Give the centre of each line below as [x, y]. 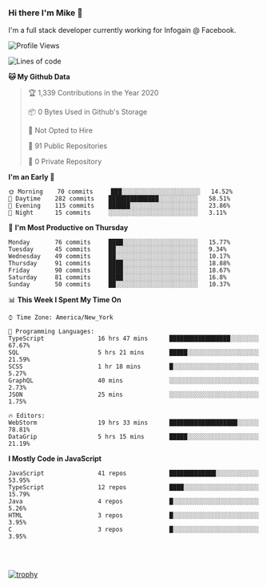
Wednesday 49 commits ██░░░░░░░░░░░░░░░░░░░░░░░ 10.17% [119, 257]
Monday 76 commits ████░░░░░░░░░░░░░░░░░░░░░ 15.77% [119, 243]
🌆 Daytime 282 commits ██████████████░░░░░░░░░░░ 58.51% [119, 199]
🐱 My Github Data [39, 77]
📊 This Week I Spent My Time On [65, 300]
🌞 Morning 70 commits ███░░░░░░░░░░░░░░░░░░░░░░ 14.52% [121, 192]
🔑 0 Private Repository [65, 162]
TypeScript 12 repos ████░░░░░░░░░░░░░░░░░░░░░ [134, 488]
